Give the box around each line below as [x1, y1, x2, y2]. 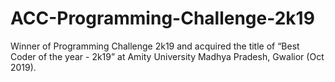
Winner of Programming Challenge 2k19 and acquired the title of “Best [10, 40, 300, 52]
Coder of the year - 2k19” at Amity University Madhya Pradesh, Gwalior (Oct [10, 50, 325, 62]
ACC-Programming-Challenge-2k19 [10, 7, 315, 30]
